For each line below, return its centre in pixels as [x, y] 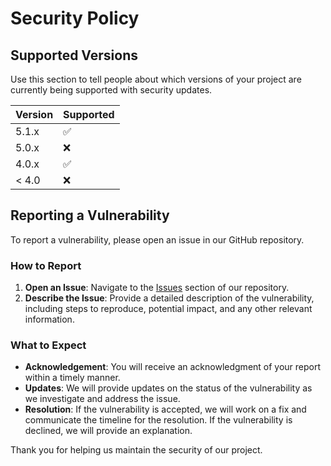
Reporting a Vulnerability [90, 215]
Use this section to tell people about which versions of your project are [156, 79]
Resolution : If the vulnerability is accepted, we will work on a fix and [165, 409]
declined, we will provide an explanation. [108, 431]
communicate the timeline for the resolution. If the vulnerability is [158, 420]
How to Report [46, 265]
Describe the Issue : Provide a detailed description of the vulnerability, [169, 298]
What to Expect [48, 345]
